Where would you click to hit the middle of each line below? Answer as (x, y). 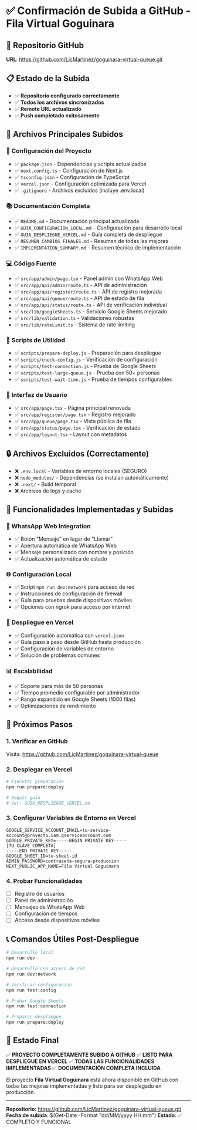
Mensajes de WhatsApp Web (50, 907)
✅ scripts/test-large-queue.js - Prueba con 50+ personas (87, 373)
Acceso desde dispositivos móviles (57, 920)
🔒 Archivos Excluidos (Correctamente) (78, 454)
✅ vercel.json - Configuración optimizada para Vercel (80, 184)
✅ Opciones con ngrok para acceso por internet (72, 607)
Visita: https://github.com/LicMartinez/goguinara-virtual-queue (82, 754)
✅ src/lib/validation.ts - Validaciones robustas (74, 318)
